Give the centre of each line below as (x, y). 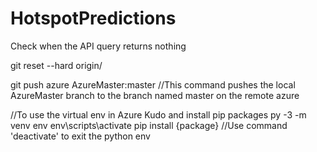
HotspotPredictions (93, 18)
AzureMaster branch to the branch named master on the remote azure (155, 95)
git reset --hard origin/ (56, 65)
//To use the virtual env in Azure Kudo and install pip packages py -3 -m (158, 114)
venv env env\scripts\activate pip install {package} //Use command (149, 125)
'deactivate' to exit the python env (80, 136)
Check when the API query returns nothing (98, 46)
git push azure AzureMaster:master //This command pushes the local (153, 84)
